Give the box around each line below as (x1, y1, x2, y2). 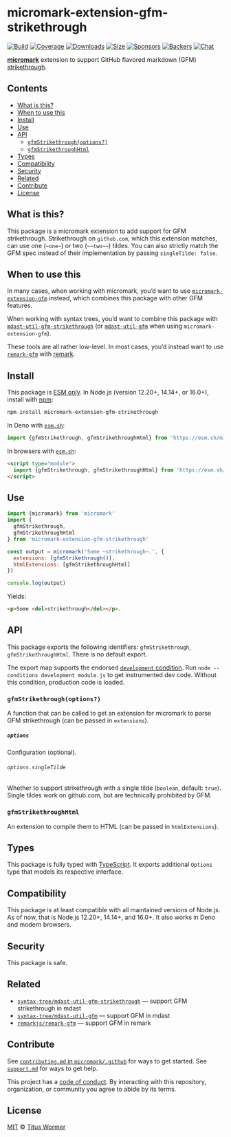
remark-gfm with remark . (7, 350, 76, 358)
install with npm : (7, 395, 54, 404)
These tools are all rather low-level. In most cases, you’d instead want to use (7, 342, 224, 351)
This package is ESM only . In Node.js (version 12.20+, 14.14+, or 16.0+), (7, 388, 210, 397)
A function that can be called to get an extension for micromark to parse (7, 709, 212, 718)
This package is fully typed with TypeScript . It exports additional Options (7, 861, 213, 869)
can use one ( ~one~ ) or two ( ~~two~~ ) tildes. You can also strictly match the (7, 241, 219, 250)
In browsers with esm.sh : (7, 447, 76, 455)
